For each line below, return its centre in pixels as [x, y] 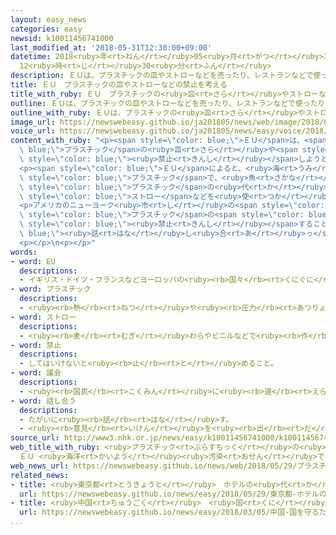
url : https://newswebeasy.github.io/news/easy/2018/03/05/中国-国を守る [169, 512]
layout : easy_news [48, 19]
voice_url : [33, 131]
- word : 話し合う [43, 401]
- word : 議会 [36, 373]
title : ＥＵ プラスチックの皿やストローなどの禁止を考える [119, 85]
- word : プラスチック [51, 289]
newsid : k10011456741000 [62, 38]
